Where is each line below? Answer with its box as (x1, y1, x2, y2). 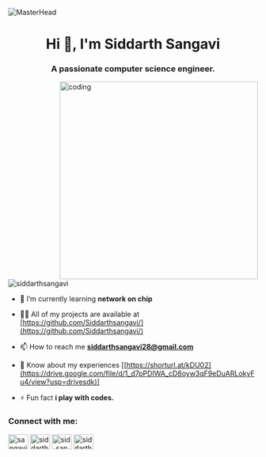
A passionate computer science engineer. (51, 63, 215, 74)
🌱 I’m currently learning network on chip (19, 294, 153, 304)
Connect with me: (8, 416, 78, 427)
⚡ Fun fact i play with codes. (19, 393, 115, 402)
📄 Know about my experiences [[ (19, 361, 127, 370)
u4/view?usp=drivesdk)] (19, 377, 101, 387)
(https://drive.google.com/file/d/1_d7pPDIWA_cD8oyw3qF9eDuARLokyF (19, 368, 255, 379)
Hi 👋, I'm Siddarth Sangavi (46, 36, 220, 53)
